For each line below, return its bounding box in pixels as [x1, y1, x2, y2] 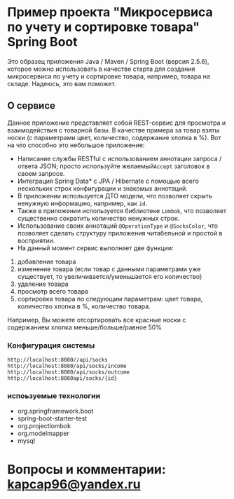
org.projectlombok [17, 422, 71, 430]
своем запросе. [17, 169, 65, 177]
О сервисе [7, 100, 56, 112]
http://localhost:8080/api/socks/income [7, 362, 128, 370]
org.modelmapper [17, 429, 70, 438]
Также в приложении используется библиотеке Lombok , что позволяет [17, 206, 227, 214]
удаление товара [17, 280, 69, 288]
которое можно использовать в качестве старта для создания [7, 64, 195, 73]
